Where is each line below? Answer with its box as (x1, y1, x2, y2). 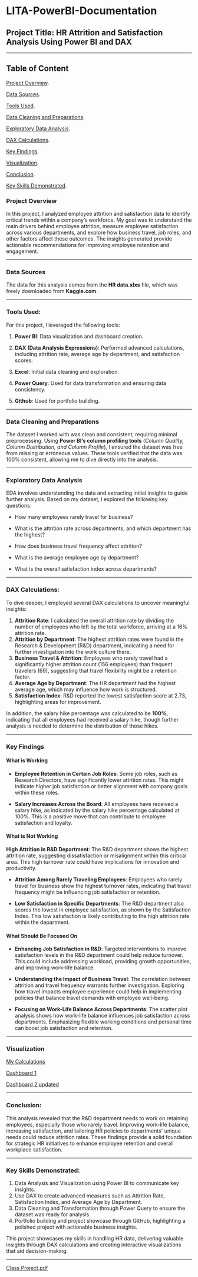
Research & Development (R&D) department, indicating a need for (14, 641, 175, 649)
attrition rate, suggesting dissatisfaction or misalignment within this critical (6, 852, 187, 859)
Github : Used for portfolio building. (14, 397, 100, 404)
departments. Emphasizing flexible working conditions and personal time (14, 1018, 192, 1025)
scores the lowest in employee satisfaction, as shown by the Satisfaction (14, 906, 192, 913)
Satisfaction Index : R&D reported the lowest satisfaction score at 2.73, (14, 692, 187, 699)
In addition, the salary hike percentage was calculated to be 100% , (6, 709, 169, 717)
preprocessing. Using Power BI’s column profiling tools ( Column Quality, (6, 437, 184, 444)
